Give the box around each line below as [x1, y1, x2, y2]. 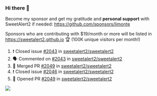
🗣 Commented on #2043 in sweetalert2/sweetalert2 [12, 56, 122, 62]
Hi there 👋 [5, 4, 30, 11]
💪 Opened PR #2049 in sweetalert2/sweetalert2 [12, 76, 112, 82]
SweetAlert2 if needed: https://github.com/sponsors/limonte [5, 21, 130, 27]
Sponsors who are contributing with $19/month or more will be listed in [5, 31, 152, 37]
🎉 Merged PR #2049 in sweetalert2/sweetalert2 [12, 63, 112, 69]
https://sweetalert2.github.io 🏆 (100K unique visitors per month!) [5, 36, 141, 42]
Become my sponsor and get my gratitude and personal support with [5, 16, 149, 22]
